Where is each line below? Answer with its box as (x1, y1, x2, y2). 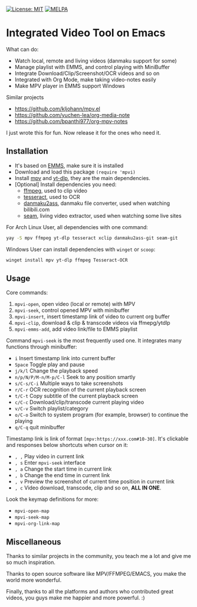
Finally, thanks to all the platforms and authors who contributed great (6, 588, 174, 595)
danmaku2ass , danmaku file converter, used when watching (23, 200, 170, 207)
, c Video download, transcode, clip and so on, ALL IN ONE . (14, 484, 162, 491)
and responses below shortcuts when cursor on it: (6, 442, 129, 449)
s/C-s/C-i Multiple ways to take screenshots (14, 380, 123, 387)
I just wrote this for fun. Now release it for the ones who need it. (6, 129, 161, 136)
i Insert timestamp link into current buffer (14, 355, 116, 362)
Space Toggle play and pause (14, 361, 85, 368)
